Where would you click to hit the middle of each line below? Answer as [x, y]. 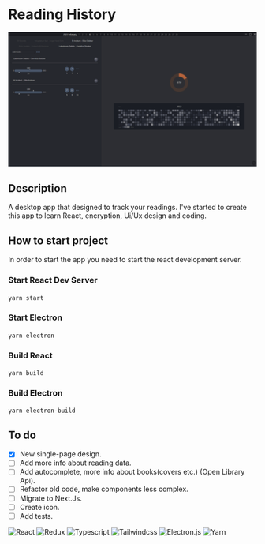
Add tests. [36, 516]
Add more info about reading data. [75, 463]
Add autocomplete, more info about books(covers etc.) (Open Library [132, 472]
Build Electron [35, 393]
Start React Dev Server [53, 280]
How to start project [58, 240]
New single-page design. [60, 454]
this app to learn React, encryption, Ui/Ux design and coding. [108, 216]
